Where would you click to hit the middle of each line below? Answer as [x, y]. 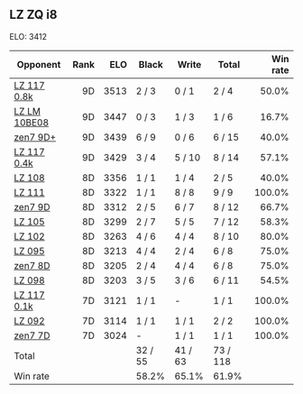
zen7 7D [32, 335]
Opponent [39, 64]
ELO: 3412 [28, 36]
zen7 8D [32, 265]
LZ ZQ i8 [33, 15]
